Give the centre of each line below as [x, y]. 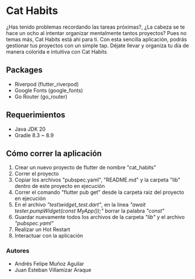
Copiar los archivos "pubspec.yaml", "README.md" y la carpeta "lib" [97, 180]
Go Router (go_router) [41, 96]
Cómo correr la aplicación [54, 153]
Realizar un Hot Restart [42, 229]
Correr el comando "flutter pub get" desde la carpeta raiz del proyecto [99, 192]
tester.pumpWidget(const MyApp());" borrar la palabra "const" [89, 211]
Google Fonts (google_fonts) [49, 90]
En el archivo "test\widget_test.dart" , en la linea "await [80, 205]
